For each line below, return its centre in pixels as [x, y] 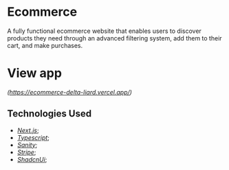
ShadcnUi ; [32, 159]
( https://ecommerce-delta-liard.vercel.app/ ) [70, 92]
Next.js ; [28, 130]
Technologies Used [49, 114]
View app [34, 73]
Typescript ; [33, 137]
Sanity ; [27, 145]
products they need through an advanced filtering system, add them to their [115, 38]
